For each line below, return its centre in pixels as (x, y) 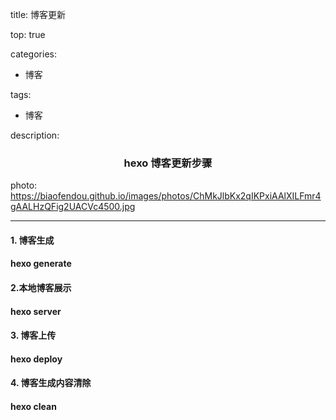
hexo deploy (36, 359)
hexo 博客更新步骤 (168, 163)
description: (35, 135)
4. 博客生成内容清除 (51, 383)
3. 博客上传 (33, 335)
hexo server (36, 311)
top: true (28, 34)
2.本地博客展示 (41, 288)
